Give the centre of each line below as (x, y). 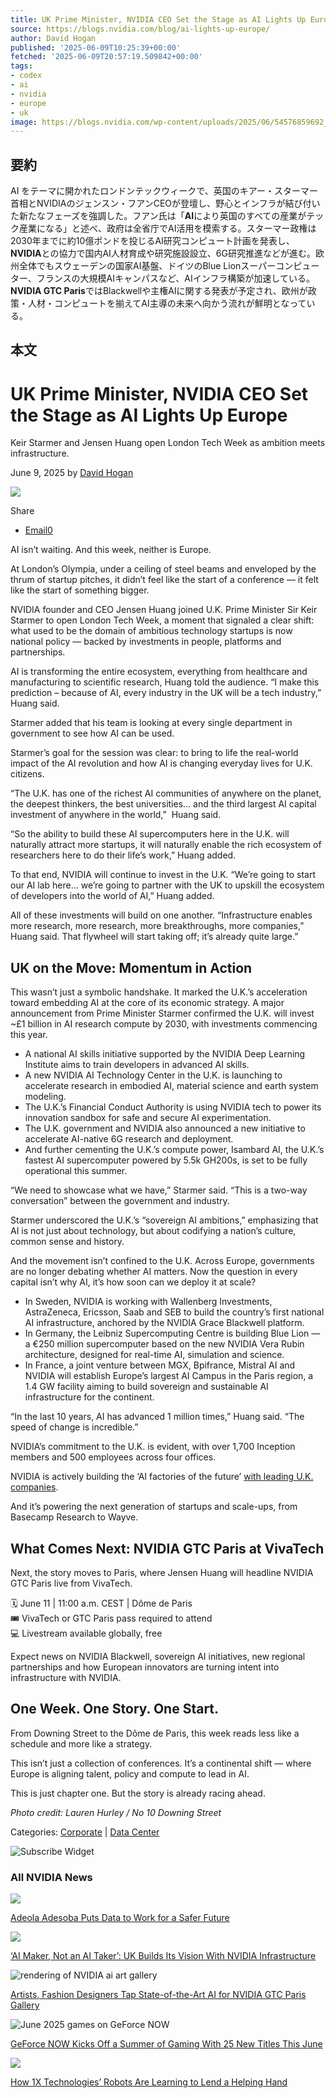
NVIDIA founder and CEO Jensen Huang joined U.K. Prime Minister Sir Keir (164, 610)
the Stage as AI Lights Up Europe (149, 415)
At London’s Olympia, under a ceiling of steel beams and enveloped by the (163, 569)
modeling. (45, 1097)
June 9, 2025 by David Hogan (72, 473)
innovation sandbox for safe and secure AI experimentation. (148, 1118)
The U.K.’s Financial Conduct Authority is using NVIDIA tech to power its (173, 1107)
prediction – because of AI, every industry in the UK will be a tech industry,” (166, 693)
